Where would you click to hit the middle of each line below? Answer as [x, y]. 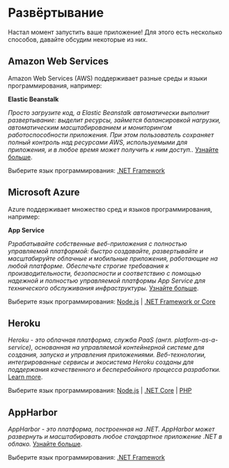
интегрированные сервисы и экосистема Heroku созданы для [101, 362]
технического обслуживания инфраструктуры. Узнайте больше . [103, 288]
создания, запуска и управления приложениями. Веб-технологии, [107, 355]
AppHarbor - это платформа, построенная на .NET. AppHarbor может [111, 429]
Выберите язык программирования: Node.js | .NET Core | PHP [100, 391]
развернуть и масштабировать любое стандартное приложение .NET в [115, 437]
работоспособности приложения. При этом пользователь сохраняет [111, 134]
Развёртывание [56, 13]
